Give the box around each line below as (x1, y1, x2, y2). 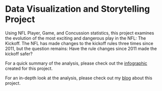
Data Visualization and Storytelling (5, 3, 150, 15)
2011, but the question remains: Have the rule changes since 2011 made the (5, 45, 157, 51)
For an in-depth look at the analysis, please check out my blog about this (5, 75, 153, 81)
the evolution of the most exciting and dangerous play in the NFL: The (5, 35, 146, 41)
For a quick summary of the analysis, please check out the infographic (5, 60, 147, 66)
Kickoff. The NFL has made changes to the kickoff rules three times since (5, 40, 154, 46)
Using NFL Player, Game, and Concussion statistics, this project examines (5, 30, 155, 36)
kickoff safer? (5, 50, 33, 57)
